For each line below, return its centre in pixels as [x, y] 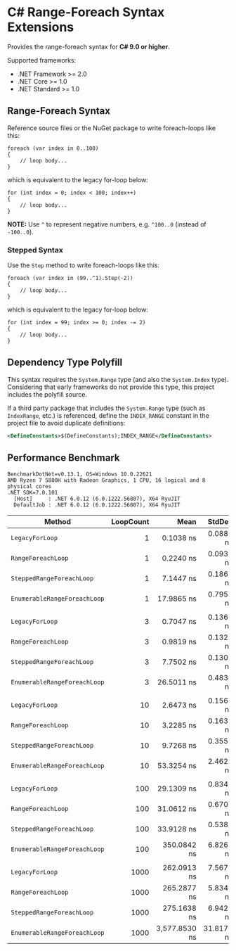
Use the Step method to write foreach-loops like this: [84, 265]
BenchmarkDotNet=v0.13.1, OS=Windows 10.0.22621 [80, 474]
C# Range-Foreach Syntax [86, 12]
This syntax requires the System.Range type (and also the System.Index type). [118, 379]
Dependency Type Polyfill [65, 363]
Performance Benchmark [64, 458]
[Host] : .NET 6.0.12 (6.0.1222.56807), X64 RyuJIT [97, 499]
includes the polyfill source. [47, 394]
